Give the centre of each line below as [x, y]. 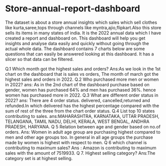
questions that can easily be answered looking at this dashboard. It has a [80, 54]
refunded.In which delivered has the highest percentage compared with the [82, 106]
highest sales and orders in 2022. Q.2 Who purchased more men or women [82, 79]
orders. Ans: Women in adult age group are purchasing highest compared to [83, 132]
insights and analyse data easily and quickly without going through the [77, 43]
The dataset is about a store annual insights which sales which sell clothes [81, 22]
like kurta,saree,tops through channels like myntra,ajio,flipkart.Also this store [83, 27]
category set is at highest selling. [39, 158]
